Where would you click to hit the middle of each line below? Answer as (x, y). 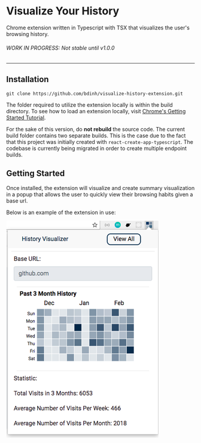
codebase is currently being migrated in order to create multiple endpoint (97, 148)
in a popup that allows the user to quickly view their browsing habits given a (100, 194)
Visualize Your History (63, 11)
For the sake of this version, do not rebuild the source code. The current (96, 129)
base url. (17, 201)
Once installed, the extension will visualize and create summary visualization (100, 188)
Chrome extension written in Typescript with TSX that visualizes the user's (98, 28)
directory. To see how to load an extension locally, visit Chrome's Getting (96, 111)
